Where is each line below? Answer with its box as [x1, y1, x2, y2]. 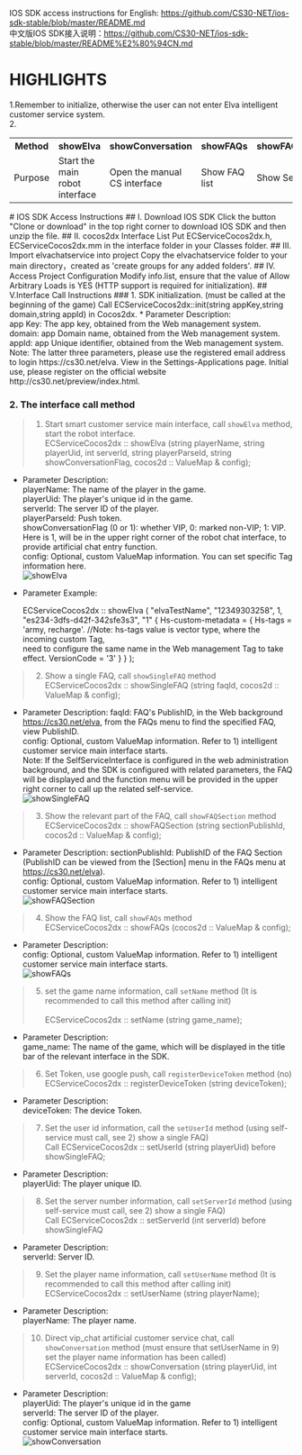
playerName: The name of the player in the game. [22, 484, 207, 495]
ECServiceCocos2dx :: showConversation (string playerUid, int [44, 1361, 278, 1372]
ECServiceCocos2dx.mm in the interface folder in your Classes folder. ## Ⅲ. [9, 240, 292, 250]
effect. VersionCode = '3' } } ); [22, 653, 135, 664]
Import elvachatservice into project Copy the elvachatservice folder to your [9, 250, 288, 260]
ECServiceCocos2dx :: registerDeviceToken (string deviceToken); [44, 1078, 288, 1089]
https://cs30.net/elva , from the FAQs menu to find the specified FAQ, [22, 716, 277, 728]
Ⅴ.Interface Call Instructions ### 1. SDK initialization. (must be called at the [9, 289, 286, 300]
